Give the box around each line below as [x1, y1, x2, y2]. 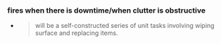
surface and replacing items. [34, 29, 118, 37]
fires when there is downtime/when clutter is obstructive [7, 6, 206, 15]
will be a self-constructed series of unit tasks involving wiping [34, 22, 215, 30]
